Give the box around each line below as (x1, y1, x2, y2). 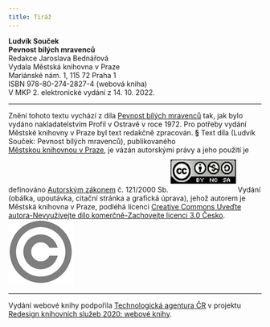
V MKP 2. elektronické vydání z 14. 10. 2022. (8, 87, 155, 97)
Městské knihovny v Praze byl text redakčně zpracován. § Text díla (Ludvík (8, 127, 256, 137)
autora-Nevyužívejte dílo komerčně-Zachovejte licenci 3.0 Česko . (8, 210, 226, 220)
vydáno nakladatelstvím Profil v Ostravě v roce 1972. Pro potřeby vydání (8, 119, 247, 129)
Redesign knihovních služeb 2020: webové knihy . (8, 308, 173, 318)
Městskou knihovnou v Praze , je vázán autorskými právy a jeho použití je (8, 145, 249, 155)
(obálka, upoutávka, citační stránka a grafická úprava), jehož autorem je (8, 193, 247, 203)
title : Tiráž (8, 13, 52, 21)
